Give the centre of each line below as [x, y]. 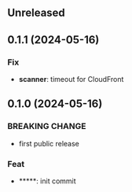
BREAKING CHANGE [47, 127]
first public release [49, 143]
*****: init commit [47, 181]
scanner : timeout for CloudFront [71, 79]
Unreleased [37, 13]
